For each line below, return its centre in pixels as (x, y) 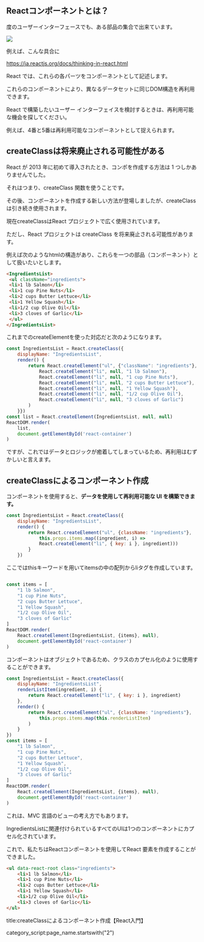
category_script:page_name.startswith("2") (60, 932)
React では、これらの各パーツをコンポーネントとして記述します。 (89, 76)
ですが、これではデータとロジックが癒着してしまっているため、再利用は (97, 452)
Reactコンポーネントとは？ (58, 11)
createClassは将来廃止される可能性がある (86, 151)
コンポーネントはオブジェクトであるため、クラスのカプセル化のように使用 (100, 659)
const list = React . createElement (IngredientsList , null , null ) (90, 416)
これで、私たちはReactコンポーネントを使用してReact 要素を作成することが (101, 849)
